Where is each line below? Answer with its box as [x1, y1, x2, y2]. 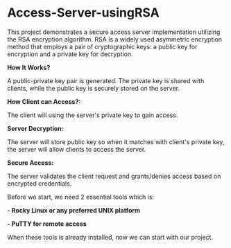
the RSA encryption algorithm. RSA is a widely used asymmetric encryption [7, 35, 223, 43]
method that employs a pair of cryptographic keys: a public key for [7, 42, 198, 51]
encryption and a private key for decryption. [7, 50, 133, 58]
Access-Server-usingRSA [7, 5, 160, 21]
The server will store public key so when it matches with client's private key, [7, 137, 225, 146]
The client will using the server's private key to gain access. [7, 111, 178, 119]
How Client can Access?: [7, 97, 81, 105]
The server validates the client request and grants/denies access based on [7, 172, 221, 180]
